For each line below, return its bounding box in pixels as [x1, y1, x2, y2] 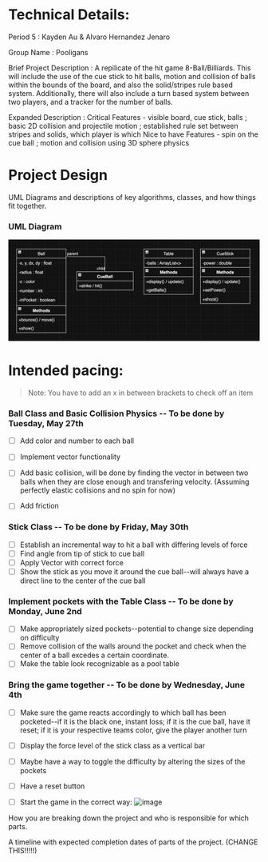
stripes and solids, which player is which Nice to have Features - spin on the [8, 130, 259, 139]
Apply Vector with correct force [19, 557, 124, 567]
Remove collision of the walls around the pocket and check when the [19, 641, 246, 651]
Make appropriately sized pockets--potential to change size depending [19, 624, 254, 633]
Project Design [8, 166, 108, 185]
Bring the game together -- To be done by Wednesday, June [8, 680, 246, 691]
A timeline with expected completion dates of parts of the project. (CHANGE [8, 837, 258, 847]
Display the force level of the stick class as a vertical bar [19, 740, 206, 750]
